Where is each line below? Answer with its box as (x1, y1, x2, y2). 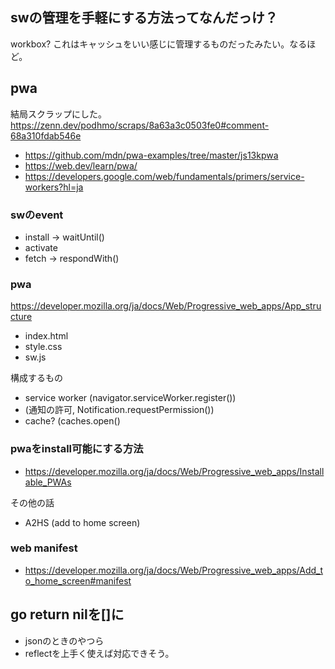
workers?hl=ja (24, 181, 84, 193)
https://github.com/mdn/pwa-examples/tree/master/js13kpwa (24, 149, 279, 161)
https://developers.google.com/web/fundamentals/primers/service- (24, 170, 305, 182)
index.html (24, 330, 69, 342)
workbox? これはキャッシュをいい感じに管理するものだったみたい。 (10, 38, 290, 50)
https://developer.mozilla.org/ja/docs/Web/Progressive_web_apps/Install (24, 465, 325, 477)
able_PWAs (24, 476, 72, 488)
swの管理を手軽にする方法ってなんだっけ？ (10, 9, 278, 27)
